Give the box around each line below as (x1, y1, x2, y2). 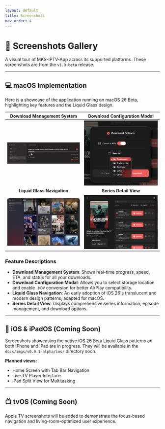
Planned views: (5, 358, 37, 364)
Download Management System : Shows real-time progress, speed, (12, 269, 150, 275)
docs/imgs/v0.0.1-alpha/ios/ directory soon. (5, 348, 97, 355)
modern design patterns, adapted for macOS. (12, 295, 105, 301)
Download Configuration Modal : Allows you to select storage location (12, 280, 155, 286)
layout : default (5, 8, 38, 13)
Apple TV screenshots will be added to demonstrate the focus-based (5, 413, 145, 419)
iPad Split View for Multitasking (12, 378, 76, 384)
